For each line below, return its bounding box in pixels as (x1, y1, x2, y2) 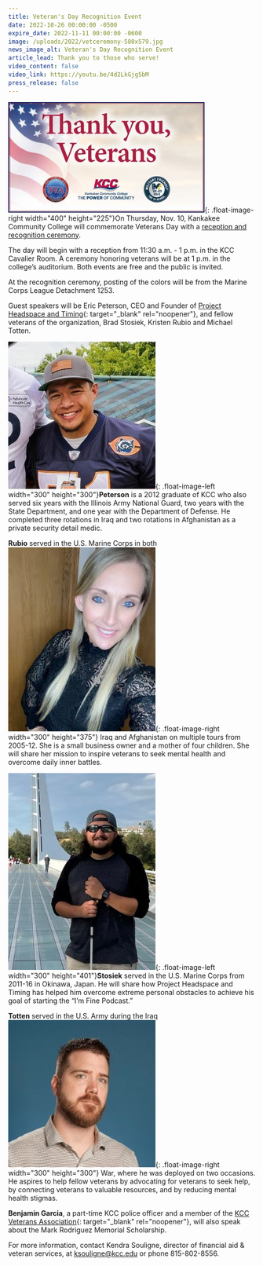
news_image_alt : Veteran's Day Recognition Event (8, 46, 174, 54)
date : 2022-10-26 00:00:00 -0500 (8, 20, 118, 29)
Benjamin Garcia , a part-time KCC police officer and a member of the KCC (8, 1208, 250, 1217)
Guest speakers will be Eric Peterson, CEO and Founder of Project (8, 301, 221, 310)
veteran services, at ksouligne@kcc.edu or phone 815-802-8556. (8, 1249, 220, 1258)
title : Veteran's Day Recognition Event (8, 13, 143, 20)
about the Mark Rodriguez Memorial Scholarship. (8, 1225, 167, 1235)
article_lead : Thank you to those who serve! (8, 54, 159, 62)
